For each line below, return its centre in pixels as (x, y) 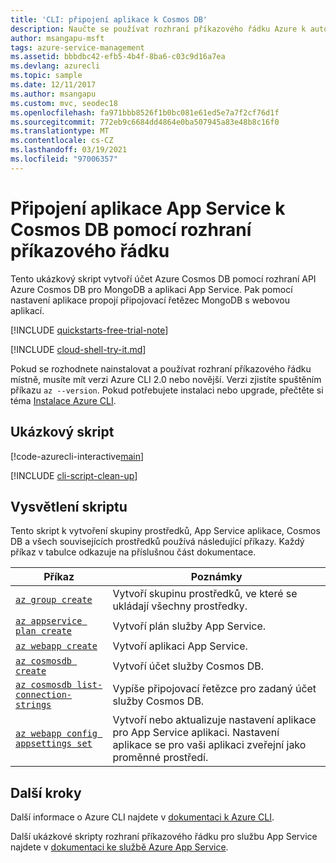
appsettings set (54, 744)
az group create (54, 600)
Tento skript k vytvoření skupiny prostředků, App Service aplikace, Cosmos (165, 531)
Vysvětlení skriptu (69, 506)
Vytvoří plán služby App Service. (189, 626)
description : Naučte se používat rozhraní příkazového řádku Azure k (158, 29)
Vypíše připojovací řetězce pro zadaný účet (214, 689)
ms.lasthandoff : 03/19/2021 (69, 150)
